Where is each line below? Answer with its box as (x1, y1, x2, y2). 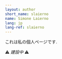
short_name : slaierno (5, 12, 49, 16)
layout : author (5, 7, 36, 12)
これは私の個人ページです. (5, 39, 57, 45)
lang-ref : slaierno (5, 25, 45, 30)
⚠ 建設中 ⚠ (5, 49, 29, 55)
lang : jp (5, 20, 23, 26)
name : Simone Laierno (5, 16, 49, 21)
